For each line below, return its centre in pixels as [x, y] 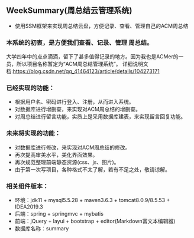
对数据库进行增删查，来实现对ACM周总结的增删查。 [77, 109]
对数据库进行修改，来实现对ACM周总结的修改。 [72, 147]
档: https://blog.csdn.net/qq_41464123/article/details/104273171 [83, 71]
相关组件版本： [28, 186]
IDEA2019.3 [29, 207]
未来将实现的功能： [33, 133]
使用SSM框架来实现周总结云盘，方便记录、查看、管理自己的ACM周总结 [101, 26]
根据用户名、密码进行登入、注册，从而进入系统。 [74, 102]
